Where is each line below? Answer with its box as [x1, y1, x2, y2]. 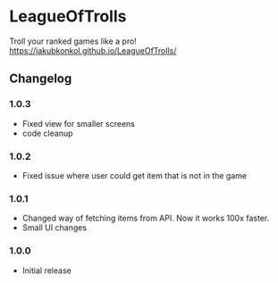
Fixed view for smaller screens [21, 118, 136, 129]
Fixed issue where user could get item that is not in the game [21, 170, 248, 180]
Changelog [9, 71, 72, 87]
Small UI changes [21, 222, 88, 233]
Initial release [21, 265, 72, 276]
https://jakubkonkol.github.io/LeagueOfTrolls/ [9, 45, 177, 55]
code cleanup [21, 128, 73, 138]
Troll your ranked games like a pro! [9, 36, 137, 46]
